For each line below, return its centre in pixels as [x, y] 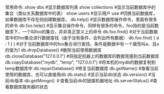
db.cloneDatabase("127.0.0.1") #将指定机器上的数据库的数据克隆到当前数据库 [82, 56]
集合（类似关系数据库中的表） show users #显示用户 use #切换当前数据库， [81, 13]
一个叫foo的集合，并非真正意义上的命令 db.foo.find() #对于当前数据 [90, 32]
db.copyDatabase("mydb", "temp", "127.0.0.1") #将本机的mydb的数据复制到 [81, 62]
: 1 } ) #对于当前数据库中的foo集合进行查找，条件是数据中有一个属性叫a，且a [82, 44]
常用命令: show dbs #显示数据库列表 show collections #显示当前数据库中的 [80, 7]
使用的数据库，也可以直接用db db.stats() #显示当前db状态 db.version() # [78, 74]
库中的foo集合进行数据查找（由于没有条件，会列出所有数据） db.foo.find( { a [82, 38]
